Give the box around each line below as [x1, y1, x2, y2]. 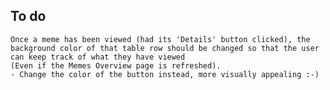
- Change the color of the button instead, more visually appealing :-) [10, 69, 320, 79]
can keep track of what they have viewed [10, 52, 186, 62]
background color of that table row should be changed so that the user [10, 43, 320, 53]
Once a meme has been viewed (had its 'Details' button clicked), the [10, 34, 311, 44]
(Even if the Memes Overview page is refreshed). [10, 60, 222, 71]
